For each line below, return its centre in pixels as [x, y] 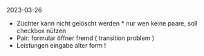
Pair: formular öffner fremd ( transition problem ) [85, 38]
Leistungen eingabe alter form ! [61, 45]
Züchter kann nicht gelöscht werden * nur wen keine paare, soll [107, 23]
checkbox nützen [41, 31]
